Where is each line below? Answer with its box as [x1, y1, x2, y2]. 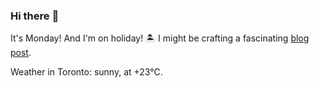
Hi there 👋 [10, 9, 60, 23]
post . [10, 47, 32, 59]
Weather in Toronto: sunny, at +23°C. [10, 66, 163, 78]
